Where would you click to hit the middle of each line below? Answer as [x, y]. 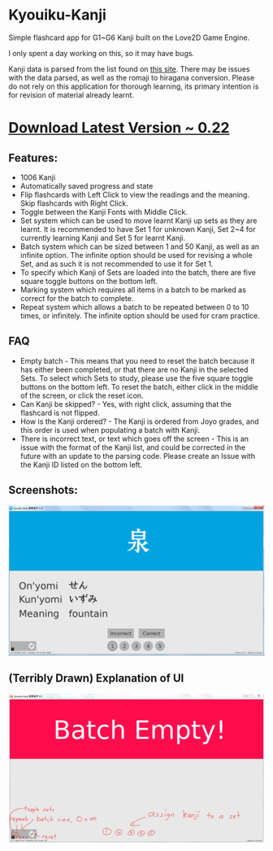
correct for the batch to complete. [77, 298]
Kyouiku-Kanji [58, 15]
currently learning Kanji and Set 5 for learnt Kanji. [102, 238]
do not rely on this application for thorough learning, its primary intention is [134, 86]
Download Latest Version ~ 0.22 [119, 128]
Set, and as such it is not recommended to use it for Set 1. [117, 264]
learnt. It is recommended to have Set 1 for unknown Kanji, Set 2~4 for [138, 229]
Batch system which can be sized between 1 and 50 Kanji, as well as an [140, 247]
